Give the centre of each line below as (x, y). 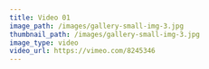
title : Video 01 (40, 17)
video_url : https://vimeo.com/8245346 (82, 51)
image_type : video (44, 43)
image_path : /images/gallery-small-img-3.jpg (96, 26)
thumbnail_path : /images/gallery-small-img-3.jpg (105, 34)
